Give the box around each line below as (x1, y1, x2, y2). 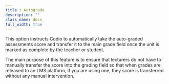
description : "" (5, 12, 40, 17)
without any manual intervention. (5, 73, 74, 79)
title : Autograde (5, 7, 45, 13)
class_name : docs (5, 17, 43, 22)
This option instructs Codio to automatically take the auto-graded (5, 36, 143, 42)
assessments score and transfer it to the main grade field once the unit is (5, 41, 160, 48)
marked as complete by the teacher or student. (5, 47, 104, 53)
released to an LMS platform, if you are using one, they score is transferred (5, 68, 164, 74)
